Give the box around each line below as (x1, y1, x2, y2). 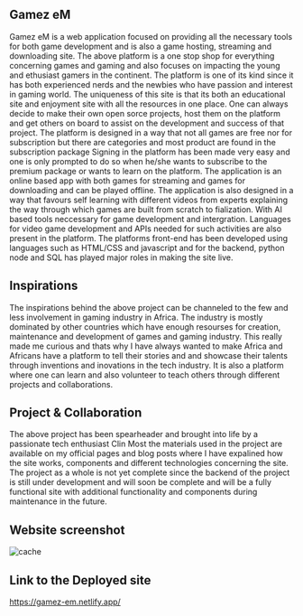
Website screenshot (9, 522, 125, 537)
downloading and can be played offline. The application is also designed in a (9, 184, 294, 195)
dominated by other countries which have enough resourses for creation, (9, 321, 281, 332)
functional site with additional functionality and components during (9, 487, 258, 498)
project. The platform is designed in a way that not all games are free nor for (9, 126, 293, 138)
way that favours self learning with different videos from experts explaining (9, 194, 289, 205)
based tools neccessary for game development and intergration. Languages (9, 213, 291, 224)
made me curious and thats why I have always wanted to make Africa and (9, 341, 283, 351)
